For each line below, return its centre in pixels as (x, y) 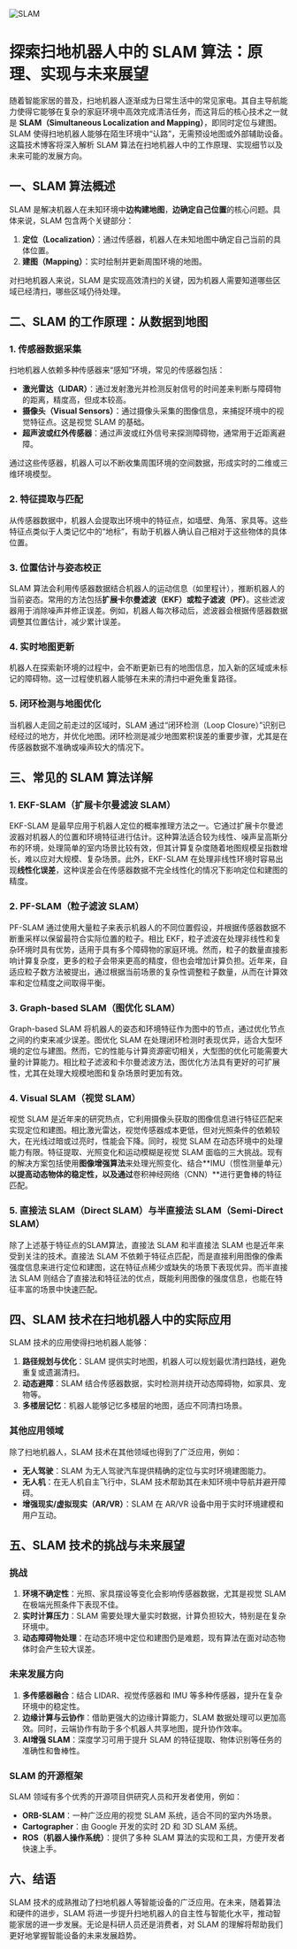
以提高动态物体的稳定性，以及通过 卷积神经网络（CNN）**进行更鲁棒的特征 (146, 1175)
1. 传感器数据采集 (46, 350)
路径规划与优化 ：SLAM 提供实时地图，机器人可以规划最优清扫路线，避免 (154, 1361)
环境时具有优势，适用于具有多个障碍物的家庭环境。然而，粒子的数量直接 (148, 949)
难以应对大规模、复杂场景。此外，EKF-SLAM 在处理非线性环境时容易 (150, 859)
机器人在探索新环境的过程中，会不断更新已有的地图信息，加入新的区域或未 (145, 667)
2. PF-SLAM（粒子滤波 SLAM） (76, 906)
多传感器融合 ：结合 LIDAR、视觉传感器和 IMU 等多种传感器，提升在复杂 (152, 1695)
